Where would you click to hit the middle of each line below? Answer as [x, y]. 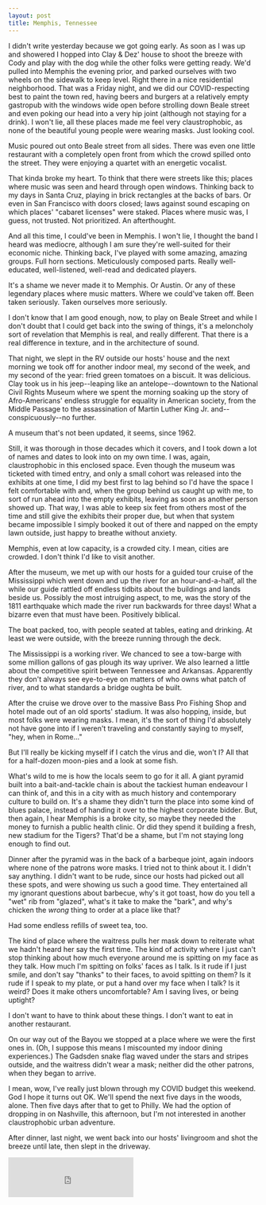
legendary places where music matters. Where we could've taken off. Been [131, 293]
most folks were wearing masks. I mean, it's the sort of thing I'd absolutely [130, 719]
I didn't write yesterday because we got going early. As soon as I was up [127, 45]
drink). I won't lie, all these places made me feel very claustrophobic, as [125, 122]
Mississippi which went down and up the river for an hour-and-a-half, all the [133, 580]
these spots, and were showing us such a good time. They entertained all [128, 884]
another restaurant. [40, 1024]
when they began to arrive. [52, 1073]
